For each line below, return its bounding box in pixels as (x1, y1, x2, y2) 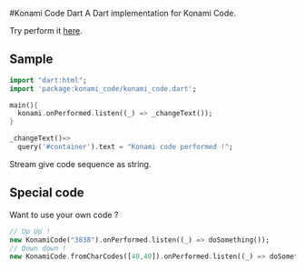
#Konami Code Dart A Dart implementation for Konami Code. (9, 8, 236, 18)
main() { (9, 100, 39, 110)
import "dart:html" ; (9, 75, 88, 85)
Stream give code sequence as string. (9, 158, 152, 169)
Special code (9, 185, 84, 201)
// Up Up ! (9, 226, 51, 235)
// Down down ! (9, 244, 67, 253)
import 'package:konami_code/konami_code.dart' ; (9, 84, 197, 94)
